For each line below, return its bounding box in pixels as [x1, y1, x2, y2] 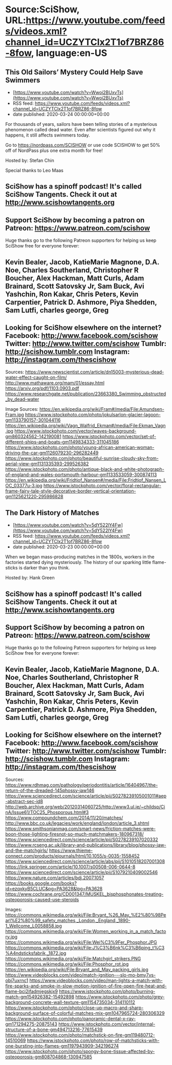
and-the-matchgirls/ [5, 847, 48, 853]
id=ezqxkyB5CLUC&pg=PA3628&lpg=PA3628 [5, 885, 103, 891]
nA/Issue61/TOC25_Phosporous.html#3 [5, 809, 89, 815]
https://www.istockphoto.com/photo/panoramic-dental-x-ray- [5, 1015, 136, 1021]
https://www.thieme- [49, 847, 93, 853]
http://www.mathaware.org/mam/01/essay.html [5, 380, 105, 386]
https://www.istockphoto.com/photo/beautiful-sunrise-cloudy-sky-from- [5, 455, 159, 462]
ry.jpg [5, 934, 18, 940]
